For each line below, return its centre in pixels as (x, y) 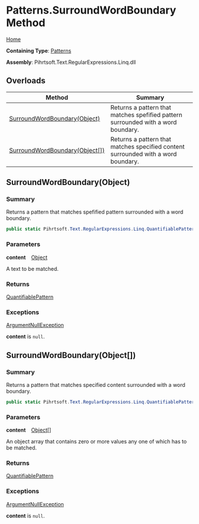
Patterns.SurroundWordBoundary (91, 10)
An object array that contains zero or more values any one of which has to (97, 442)
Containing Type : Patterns (39, 50)
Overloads (26, 81)
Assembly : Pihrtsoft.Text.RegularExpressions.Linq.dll (71, 62)
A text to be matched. (33, 269)
